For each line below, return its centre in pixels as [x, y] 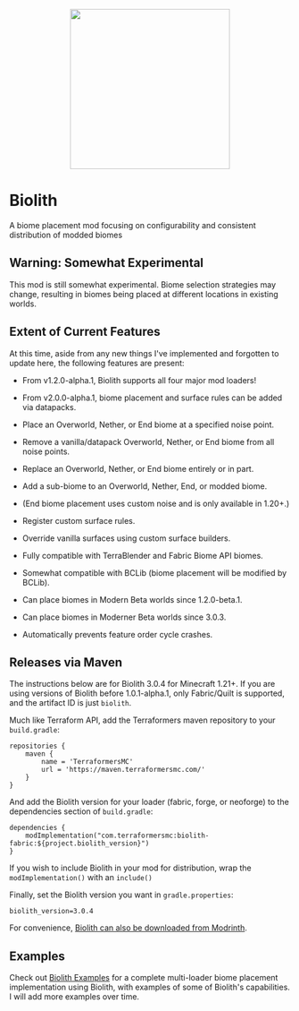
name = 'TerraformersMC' [87, 762]
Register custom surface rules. [79, 520]
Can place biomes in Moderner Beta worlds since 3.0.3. [124, 617]
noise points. [46, 451]
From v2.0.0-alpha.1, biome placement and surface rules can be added [152, 398]
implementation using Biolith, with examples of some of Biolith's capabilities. [149, 987]
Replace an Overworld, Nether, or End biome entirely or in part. [138, 468]
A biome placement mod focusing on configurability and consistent [133, 225]
